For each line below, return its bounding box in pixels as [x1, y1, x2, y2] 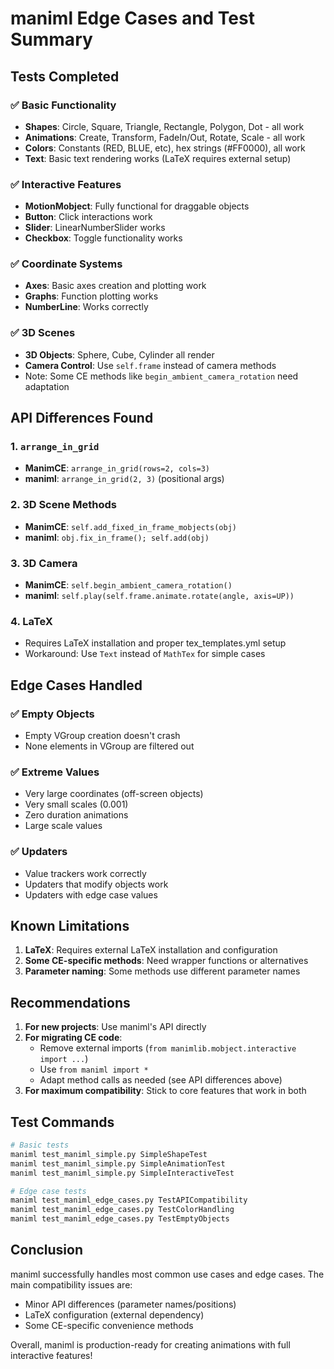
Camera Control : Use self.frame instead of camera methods [24, 359, 277, 371]
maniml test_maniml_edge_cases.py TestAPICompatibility [10, 1195, 248, 1206]
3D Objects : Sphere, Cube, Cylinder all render [24, 348, 215, 361]
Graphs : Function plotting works [24, 290, 159, 302]
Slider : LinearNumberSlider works [24, 222, 166, 234]
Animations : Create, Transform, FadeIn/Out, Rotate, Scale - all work [24, 131, 306, 143]
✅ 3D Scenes [10, 326, 76, 340]
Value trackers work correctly [24, 867, 147, 879]
